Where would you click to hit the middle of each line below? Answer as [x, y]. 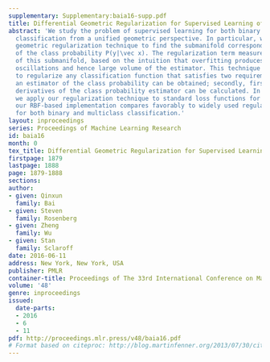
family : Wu [34, 233]
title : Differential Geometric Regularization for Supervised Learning [131, 23]
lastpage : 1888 [34, 166]
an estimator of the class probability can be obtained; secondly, [131, 83]
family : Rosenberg [47, 218]
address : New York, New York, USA [66, 263]
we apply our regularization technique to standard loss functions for [138, 98]
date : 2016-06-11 [37, 256]
